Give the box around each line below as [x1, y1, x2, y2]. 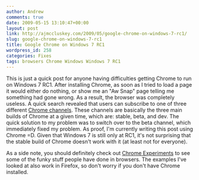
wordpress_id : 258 [6, 48, 52, 53]
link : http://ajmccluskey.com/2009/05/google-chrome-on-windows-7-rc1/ [6, 31, 187, 37]
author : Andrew [6, 8, 44, 15]
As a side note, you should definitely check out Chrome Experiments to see [6, 149, 190, 156]
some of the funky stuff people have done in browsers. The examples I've [6, 156, 187, 163]
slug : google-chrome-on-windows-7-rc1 [6, 36, 102, 42]
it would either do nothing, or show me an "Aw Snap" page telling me [6, 87, 175, 94]
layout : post [6, 25, 39, 31]
